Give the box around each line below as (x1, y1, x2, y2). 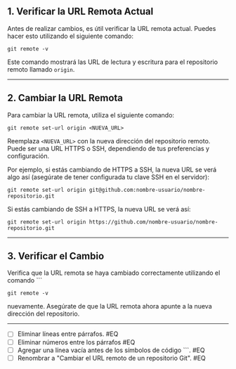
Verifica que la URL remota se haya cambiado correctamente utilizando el (7, 268, 221, 277)
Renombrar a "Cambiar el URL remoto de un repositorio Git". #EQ (17, 354, 206, 362)
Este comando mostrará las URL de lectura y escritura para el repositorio (7, 58, 218, 66)
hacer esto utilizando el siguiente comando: (7, 32, 133, 40)
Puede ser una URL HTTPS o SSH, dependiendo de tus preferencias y (7, 144, 209, 153)
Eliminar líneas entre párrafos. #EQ (17, 330, 119, 338)
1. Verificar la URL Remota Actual (7, 6, 154, 18)
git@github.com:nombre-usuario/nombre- (88, 186, 206, 193)
